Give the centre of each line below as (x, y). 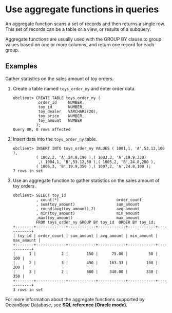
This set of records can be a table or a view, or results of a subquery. (78, 29)
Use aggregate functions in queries (82, 10)
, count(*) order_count (89, 200)
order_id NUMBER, (61, 102)
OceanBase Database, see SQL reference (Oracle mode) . (66, 305)
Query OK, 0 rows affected (42, 130)
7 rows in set (28, 171)
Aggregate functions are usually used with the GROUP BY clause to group (83, 39)
